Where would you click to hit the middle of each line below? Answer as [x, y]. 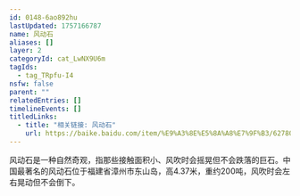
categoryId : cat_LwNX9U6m [57, 59]
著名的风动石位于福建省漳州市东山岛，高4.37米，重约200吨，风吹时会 [154, 171]
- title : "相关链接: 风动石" [67, 126]
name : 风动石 [31, 34]
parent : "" [29, 92]
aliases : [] [31, 42]
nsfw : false [31, 84]
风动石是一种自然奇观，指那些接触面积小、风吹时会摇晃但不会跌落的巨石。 [146, 159]
